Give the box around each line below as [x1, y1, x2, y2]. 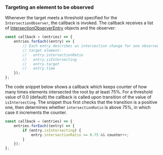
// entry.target [22, 62, 60, 66]
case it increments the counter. [5, 109, 67, 115]
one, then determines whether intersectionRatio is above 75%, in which [5, 105, 151, 110]
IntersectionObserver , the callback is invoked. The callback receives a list [5, 20, 154, 26]
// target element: [22, 48, 62, 53]
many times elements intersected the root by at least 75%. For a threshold [5, 89, 153, 95]
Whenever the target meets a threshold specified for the [5, 15, 117, 21]
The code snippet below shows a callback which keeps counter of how [5, 84, 147, 90]
